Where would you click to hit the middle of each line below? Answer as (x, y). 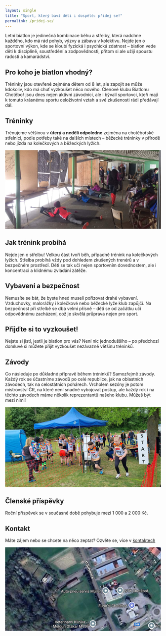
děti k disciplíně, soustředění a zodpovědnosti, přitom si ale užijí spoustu (79, 52)
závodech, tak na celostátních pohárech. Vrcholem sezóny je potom (74, 384)
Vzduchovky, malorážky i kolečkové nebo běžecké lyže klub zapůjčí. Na (78, 303)
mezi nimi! (16, 400)
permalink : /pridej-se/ (30, 21)
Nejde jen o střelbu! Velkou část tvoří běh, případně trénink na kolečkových (82, 255)
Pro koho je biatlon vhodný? (49, 72)
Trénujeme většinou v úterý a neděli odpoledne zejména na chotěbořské (80, 133)
